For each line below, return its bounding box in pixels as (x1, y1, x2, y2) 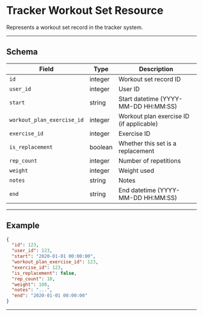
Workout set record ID (118, 75, 181, 83)
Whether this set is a (118, 139, 177, 147)
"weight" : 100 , (11, 282, 50, 288)
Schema (6, 47, 38, 57)
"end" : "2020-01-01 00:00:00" (11, 292, 88, 299)
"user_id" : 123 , (11, 248, 53, 254)
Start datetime (118, 94, 159, 103)
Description (138, 65, 173, 73)
